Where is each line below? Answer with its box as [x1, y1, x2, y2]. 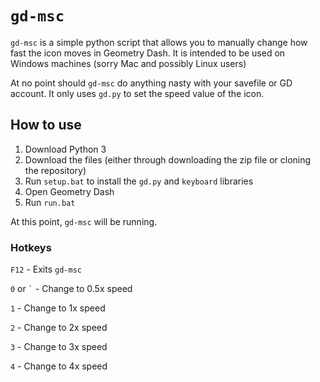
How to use [10, 117, 82, 134]
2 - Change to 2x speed [10, 322, 108, 334]
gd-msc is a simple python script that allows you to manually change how [10, 36, 308, 48]
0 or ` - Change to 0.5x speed [10, 283, 133, 295]
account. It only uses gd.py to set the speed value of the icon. [10, 87, 265, 99]
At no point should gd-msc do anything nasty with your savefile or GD [10, 77, 293, 89]
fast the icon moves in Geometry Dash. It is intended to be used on [10, 47, 286, 59]
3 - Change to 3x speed [10, 341, 108, 353]
